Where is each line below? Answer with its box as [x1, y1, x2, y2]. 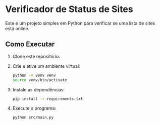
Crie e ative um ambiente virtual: [12, 63, 80, 69]
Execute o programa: [12, 105, 57, 111]
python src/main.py [12, 115, 54, 120]
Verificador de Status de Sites [5, 4, 133, 15]
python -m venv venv [12, 73, 56, 78]
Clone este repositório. [12, 53, 61, 59]
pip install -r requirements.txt [12, 96, 83, 101]
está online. [5, 25, 29, 31]
